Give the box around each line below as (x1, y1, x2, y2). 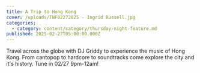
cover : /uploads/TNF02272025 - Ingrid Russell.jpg (6, 14, 136, 20)
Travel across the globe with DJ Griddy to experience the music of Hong (6, 47, 185, 54)
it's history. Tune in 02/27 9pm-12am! (6, 60, 99, 68)
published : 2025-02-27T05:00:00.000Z (6, 31, 101, 37)
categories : (6, 20, 36, 26)
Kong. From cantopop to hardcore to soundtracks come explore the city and (6, 54, 195, 61)
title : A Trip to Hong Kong (6, 8, 77, 15)
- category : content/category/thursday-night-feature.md (11, 25, 157, 32)
